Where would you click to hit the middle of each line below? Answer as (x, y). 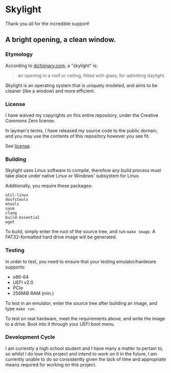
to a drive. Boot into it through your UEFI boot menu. (60, 324)
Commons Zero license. (30, 120)
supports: (15, 267)
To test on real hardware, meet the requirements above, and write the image (85, 318)
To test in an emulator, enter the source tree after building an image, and (81, 303)
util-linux (17, 195)
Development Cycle (30, 337)
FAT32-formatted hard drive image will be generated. (61, 237)
